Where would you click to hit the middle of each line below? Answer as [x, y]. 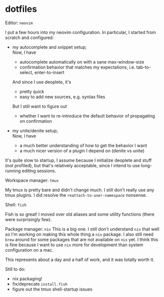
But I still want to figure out [40, 106]
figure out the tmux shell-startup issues [52, 289]
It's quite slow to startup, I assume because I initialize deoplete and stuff [78, 160]
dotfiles [21, 9]
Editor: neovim [19, 23]
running [13, 171]
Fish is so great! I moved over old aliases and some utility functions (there [80, 214]
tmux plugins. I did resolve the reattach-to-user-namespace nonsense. [76, 195]
